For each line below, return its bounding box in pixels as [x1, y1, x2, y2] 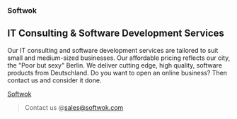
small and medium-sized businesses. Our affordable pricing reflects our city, [7, 54, 231, 62]
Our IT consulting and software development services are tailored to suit [7, 46, 219, 54]
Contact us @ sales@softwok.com [24, 103, 124, 111]
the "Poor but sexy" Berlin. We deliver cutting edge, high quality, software [7, 61, 223, 69]
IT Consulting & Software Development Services [7, 27, 225, 39]
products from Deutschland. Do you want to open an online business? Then [7, 68, 228, 77]
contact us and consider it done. [7, 76, 102, 84]
